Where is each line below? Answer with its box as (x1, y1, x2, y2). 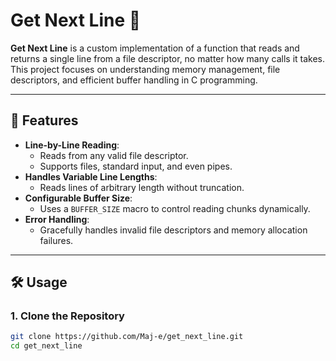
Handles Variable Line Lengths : (24, 170, 158, 183)
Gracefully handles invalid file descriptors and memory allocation (39, 224, 308, 236)
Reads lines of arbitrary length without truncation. (39, 181, 245, 193)
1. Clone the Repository (10, 309, 125, 323)
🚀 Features (10, 112, 79, 129)
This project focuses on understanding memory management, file (10, 63, 281, 75)
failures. (39, 234, 74, 246)
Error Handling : (24, 213, 90, 225)
